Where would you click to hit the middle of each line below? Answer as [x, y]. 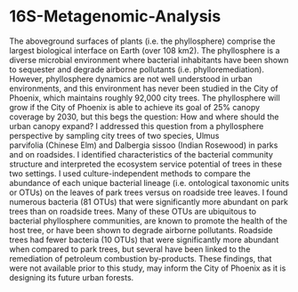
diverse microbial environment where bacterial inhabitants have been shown [149, 60]
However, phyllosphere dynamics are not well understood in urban [131, 78]
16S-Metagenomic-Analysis [115, 16]
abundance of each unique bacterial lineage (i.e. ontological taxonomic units [149, 182]
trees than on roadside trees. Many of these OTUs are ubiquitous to [133, 211]
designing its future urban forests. [72, 277]
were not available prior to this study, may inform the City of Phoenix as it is [148, 268]
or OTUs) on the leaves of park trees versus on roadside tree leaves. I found [149, 192]
